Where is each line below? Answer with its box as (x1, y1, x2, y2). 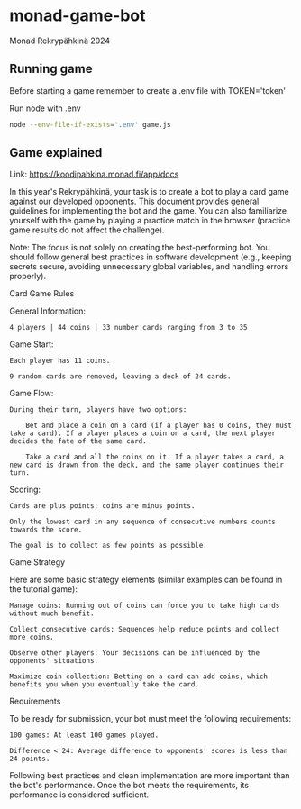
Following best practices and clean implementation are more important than (9, 770, 290, 781)
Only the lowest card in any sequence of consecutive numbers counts (9, 517, 277, 527)
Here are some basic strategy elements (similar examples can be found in (9, 574, 283, 586)
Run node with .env (9, 103, 81, 114)
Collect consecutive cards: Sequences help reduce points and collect (9, 625, 280, 634)
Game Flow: (9, 388, 54, 399)
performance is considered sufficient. (9, 789, 150, 800)
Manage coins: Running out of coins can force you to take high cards (9, 601, 280, 611)
